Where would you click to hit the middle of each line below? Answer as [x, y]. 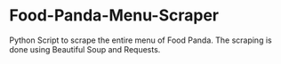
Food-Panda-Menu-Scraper [114, 16]
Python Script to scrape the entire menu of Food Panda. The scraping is [141, 40]
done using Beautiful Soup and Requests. [85, 49]
